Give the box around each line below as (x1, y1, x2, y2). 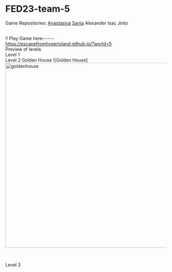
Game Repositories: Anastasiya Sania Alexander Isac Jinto (5, 20, 128, 26)
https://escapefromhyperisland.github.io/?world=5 (5, 40, 112, 46)
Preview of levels (5, 46, 41, 52)
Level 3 (5, 261, 21, 268)
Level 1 (5, 52, 20, 58)
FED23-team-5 (5, 3, 70, 15)
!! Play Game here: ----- (5, 35, 55, 41)
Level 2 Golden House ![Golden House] (5, 57, 88, 63)
